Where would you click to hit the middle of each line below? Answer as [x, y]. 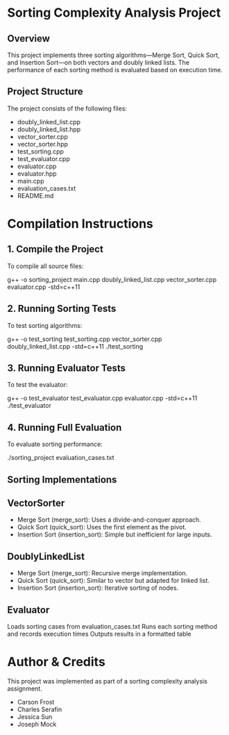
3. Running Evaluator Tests [67, 369]
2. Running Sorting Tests [62, 309]
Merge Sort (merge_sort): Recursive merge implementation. [102, 573]
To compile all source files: [45, 266]
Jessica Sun [35, 717]
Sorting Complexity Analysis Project [114, 13]
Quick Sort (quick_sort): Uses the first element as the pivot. [102, 527]
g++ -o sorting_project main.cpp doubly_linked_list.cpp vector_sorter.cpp [112, 279]
